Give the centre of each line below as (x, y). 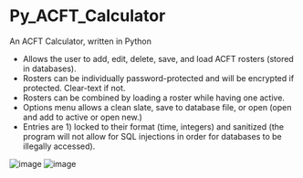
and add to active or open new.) (83, 117)
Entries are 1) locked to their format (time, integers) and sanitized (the (153, 126)
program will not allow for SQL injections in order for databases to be (152, 136)
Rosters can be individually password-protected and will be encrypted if (158, 78)
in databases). (49, 68)
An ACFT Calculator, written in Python (81, 41)
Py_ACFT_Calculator (88, 16)
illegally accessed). (59, 146)
